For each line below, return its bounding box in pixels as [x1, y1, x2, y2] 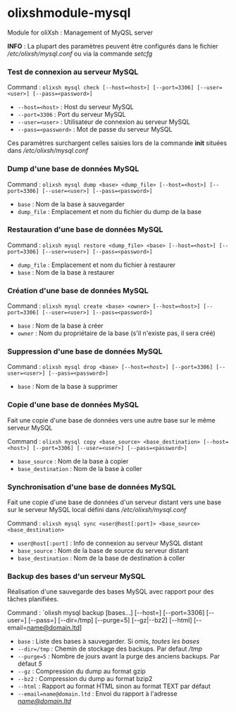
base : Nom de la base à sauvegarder [17, 199, 125, 208]
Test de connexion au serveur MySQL [7, 67, 139, 77]
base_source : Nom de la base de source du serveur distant [17, 547, 189, 555]
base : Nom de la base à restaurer [17, 268, 115, 276]
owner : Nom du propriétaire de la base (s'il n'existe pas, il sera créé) [17, 329, 216, 337]
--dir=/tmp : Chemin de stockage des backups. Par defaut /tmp [17, 644, 203, 653]
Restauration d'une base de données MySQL [7, 225, 163, 235]
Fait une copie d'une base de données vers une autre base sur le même [7, 416, 216, 424]
